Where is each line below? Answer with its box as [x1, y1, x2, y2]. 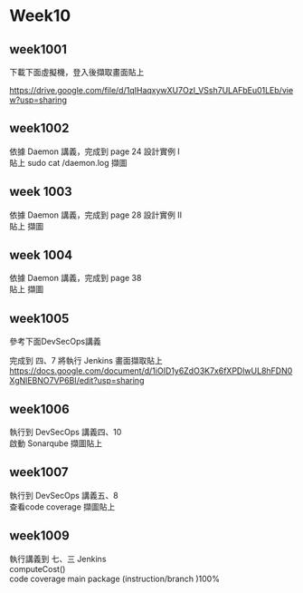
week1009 [9, 528, 70, 544]
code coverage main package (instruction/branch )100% [9, 573, 220, 584]
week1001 [9, 42, 68, 57]
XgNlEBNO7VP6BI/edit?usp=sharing [9, 375, 145, 386]
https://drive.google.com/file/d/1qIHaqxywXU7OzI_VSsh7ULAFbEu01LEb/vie [9, 85, 294, 95]
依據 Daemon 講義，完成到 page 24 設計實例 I [9, 146, 181, 157]
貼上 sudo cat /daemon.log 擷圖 [9, 157, 128, 168]
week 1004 [9, 248, 73, 263]
